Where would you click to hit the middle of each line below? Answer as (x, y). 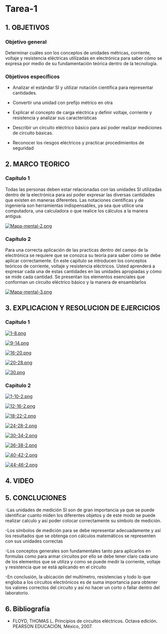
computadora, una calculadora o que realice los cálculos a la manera (77, 210)
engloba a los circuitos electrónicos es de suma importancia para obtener (81, 582)
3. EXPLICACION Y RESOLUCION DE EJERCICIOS (83, 308)
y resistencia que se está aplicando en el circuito (56, 567)
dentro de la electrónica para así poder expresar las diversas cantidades (80, 194)
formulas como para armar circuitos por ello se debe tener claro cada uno (82, 556)
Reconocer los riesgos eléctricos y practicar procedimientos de (78, 143)
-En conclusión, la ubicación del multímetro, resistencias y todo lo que (78, 577)
